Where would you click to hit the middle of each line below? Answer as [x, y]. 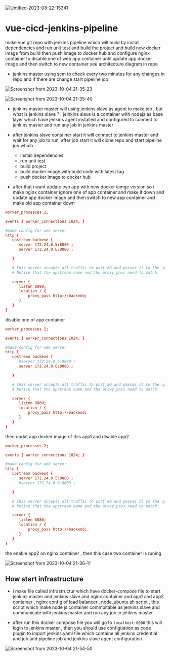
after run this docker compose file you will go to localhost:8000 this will [87, 622]
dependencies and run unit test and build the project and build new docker [83, 48]
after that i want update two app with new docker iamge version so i [83, 187]
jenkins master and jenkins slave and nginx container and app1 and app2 [88, 597]
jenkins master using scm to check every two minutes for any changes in [89, 74]
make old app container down [44, 203]
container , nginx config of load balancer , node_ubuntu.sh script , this [86, 602]
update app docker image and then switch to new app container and [84, 198]
